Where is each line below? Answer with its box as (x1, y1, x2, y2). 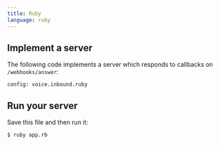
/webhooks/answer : (7, 68, 59, 76)
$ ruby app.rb (7, 132, 48, 139)
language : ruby (7, 17, 51, 23)
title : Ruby (7, 10, 41, 17)
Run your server (7, 99, 78, 111)
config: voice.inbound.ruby (7, 81, 88, 88)
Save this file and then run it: (7, 118, 88, 126)
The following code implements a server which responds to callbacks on (7, 60, 214, 69)
